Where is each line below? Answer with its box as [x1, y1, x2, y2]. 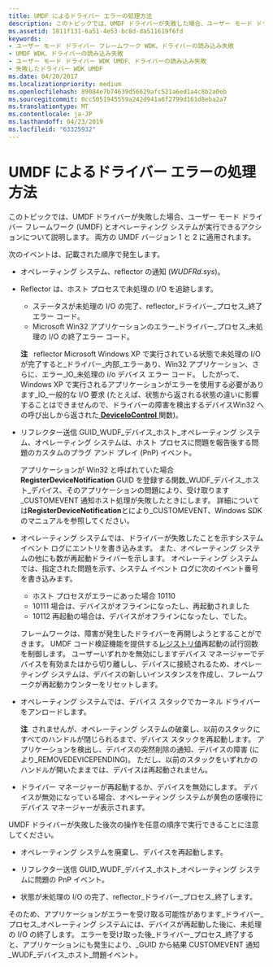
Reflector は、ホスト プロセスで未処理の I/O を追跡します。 [19, 284, 218, 294]
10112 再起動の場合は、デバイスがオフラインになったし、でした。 [32, 611, 252, 621]
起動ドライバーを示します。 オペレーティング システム [76, 553, 258, 563]
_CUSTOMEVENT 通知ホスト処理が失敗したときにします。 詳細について [19, 495, 260, 505]
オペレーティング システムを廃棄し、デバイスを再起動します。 [19, 847, 227, 856]
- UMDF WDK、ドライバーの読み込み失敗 [8, 50, 123, 58]
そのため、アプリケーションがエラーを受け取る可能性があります [8, 908, 222, 919]
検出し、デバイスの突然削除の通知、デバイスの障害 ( [76, 744, 253, 754]
